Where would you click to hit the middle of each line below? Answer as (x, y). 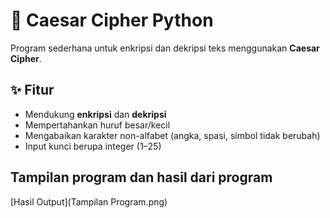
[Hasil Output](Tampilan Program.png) (89, 201)
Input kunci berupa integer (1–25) (93, 146)
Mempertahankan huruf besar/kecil (97, 125)
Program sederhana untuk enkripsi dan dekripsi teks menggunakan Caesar (165, 48)
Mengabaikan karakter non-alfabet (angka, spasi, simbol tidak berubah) (172, 135)
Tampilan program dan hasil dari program (141, 177)
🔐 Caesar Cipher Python (112, 20)
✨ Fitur (32, 90)
